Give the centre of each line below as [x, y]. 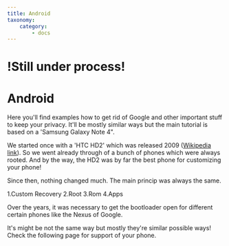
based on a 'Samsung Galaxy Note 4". [61, 132]
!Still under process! [66, 67]
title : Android [29, 13]
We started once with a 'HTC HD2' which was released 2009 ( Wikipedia [109, 145]
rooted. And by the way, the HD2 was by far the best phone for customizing [114, 160]
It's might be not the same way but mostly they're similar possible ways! [109, 228]
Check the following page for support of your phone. [82, 236]
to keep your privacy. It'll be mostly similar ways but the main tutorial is [108, 125]
